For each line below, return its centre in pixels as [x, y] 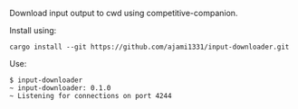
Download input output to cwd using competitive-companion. [124, 13]
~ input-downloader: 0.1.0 [60, 88]
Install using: [33, 30]
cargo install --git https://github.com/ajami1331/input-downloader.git [149, 47]
